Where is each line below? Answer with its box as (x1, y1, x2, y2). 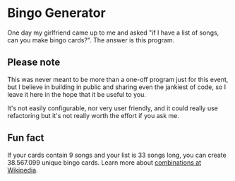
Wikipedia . (7, 165, 38, 174)
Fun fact (7, 132, 44, 144)
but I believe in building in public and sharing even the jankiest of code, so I (7, 83, 227, 91)
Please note (7, 57, 61, 69)
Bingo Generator (7, 5, 106, 21)
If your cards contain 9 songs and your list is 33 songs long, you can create (7, 151, 227, 159)
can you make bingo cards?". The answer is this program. (7, 35, 175, 44)
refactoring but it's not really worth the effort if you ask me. (7, 111, 180, 119)
